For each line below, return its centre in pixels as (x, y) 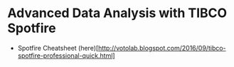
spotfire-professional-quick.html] (66, 56)
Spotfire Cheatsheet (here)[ (58, 48)
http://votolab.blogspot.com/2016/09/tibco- (162, 48)
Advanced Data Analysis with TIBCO (117, 13)
